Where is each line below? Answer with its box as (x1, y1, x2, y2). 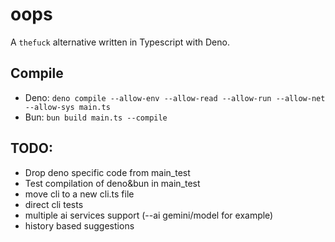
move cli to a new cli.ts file (24, 188, 135, 200)
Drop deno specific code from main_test (24, 166, 191, 178)
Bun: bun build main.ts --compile (24, 111, 168, 123)
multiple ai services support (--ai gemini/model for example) (24, 209, 274, 221)
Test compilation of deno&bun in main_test (24, 177, 201, 189)
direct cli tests (24, 198, 84, 210)
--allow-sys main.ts (24, 102, 111, 112)
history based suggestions (24, 219, 135, 232)
